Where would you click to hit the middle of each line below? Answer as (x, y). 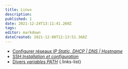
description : (19, 14)
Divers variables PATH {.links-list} (47, 62)
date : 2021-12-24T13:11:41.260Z (38, 23)
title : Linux (19, 10)
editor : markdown (23, 33)
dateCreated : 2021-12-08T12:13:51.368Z (46, 37)
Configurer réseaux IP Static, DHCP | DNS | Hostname (67, 51)
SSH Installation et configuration (45, 56)
